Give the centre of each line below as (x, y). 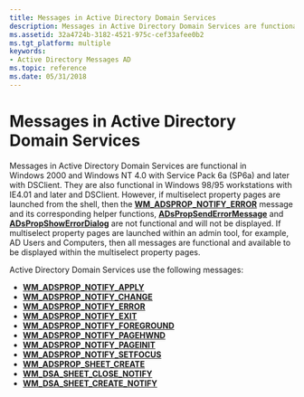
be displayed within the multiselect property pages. (105, 252)
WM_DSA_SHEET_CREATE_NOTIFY (90, 383)
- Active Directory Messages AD (70, 60)
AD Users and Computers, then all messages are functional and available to (150, 242)
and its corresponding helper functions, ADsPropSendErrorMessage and (147, 213)
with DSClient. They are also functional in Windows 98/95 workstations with (151, 184)
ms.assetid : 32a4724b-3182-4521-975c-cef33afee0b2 (107, 34)
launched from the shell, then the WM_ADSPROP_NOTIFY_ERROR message (152, 203)
